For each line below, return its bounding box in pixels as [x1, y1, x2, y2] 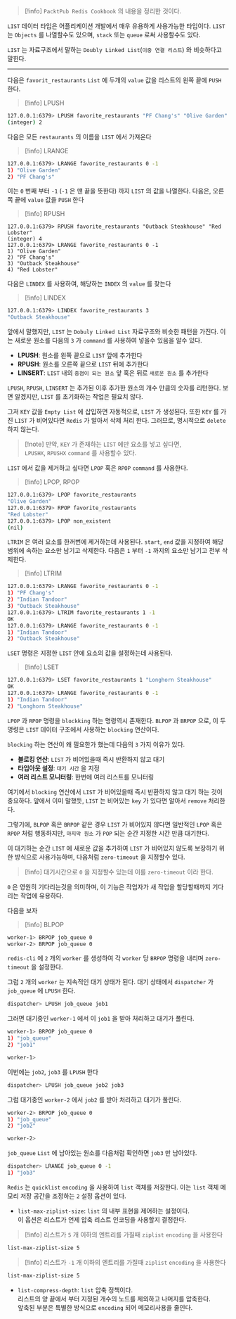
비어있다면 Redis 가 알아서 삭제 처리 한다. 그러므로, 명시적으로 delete [36, 416, 226, 425]
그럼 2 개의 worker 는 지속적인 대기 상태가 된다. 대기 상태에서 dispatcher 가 [7, 978, 214, 986]
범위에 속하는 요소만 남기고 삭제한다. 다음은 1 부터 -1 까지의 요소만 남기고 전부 [7, 547, 221, 555]
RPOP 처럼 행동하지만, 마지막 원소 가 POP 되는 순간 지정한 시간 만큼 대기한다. [7, 829, 209, 837]
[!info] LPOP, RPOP [24, 478, 80, 486]
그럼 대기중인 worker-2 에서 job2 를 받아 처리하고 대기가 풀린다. [7, 1095, 181, 1104]
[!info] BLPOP [24, 920, 65, 929]
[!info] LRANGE [24, 146, 69, 155]
